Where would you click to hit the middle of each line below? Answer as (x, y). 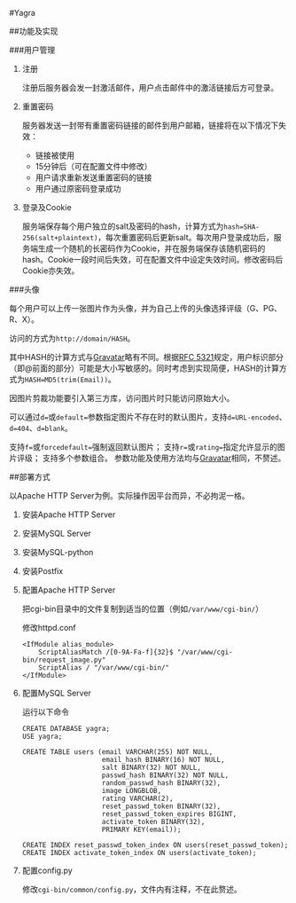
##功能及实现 (34, 31)
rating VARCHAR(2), (137, 798)
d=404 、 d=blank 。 (41, 428)
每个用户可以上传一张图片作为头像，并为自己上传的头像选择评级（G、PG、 (145, 308)
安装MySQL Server (56, 533)
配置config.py (47, 870)
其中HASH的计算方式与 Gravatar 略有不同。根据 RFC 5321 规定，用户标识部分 (146, 357)
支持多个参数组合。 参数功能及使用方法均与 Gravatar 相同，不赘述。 (164, 458)
